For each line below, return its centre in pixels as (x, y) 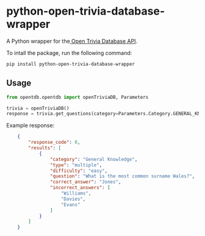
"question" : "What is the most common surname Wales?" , (122, 176)
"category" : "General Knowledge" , (94, 159)
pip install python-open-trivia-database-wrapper (71, 64)
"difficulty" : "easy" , (79, 171)
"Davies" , (73, 199)
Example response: (31, 126)
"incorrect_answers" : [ (80, 188)
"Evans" (70, 205)
